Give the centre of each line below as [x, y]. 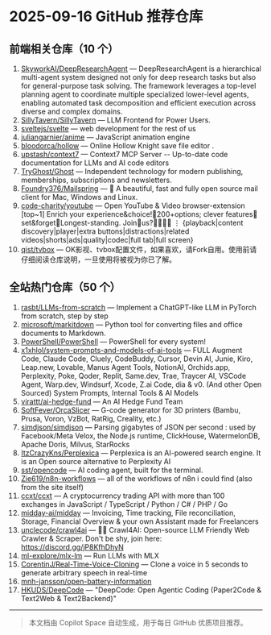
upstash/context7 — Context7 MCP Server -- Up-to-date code [124, 154]
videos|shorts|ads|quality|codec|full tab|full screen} [107, 240]
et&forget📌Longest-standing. [71, 223]
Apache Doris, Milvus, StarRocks [75, 444]
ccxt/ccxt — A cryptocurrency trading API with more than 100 [123, 496]
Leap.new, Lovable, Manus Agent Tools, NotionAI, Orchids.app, [125, 367]
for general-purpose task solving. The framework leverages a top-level [138, 86]
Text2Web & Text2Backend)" [69, 598]
